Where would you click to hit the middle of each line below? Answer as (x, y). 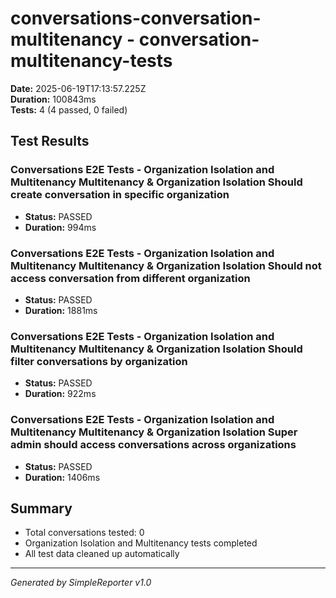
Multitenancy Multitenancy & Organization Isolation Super (154, 432)
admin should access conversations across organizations (153, 445)
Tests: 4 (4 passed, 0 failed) (69, 109)
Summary (41, 508)
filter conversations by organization (99, 361)
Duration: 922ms (60, 394)
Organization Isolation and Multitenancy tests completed (141, 543)
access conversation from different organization (130, 278)
